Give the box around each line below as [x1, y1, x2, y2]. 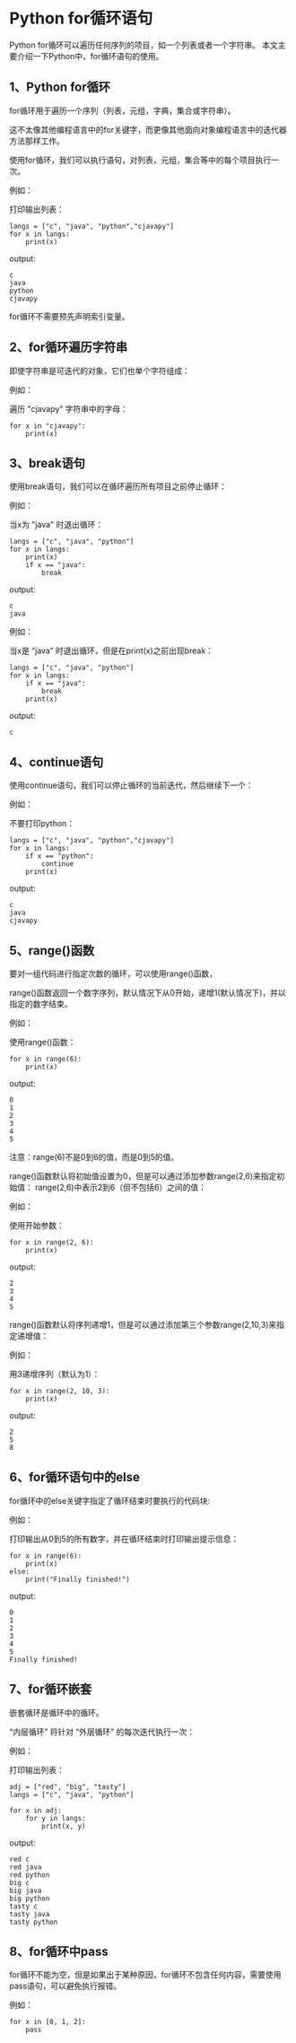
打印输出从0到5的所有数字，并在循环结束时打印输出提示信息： [9, 1533, 239, 1544]
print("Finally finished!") [25, 1575, 130, 1584]
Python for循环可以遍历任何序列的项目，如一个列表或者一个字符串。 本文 [9, 39, 278, 50]
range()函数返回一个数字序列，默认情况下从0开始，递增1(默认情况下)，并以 [9, 988, 287, 998]
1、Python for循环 [9, 80, 110, 95]
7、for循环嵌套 [9, 1681, 92, 1697]
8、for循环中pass [9, 1944, 109, 1960]
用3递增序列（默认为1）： [9, 1369, 100, 1379]
